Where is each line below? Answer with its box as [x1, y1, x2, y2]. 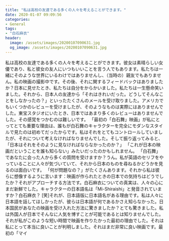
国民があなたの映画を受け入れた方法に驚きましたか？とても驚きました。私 [9, 205, 163, 211]
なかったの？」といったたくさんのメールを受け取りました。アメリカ [18, 97, 159, 104]
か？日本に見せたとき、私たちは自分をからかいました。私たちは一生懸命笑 [5, 84, 159, 91]
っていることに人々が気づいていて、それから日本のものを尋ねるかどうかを [5, 160, 159, 167]
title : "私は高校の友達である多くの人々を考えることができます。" [5, 7, 126, 13]
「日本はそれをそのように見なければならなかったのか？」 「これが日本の [5, 141, 156, 148]
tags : [5, 26, 17, 31]
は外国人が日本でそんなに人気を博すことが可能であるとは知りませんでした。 [5, 211, 163, 217]
